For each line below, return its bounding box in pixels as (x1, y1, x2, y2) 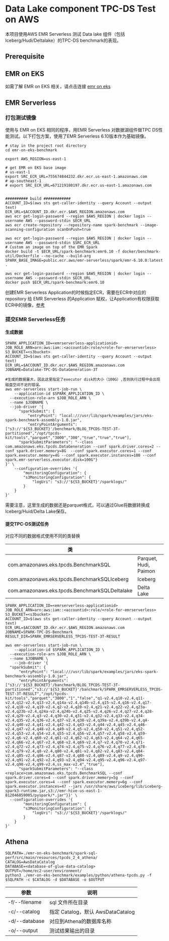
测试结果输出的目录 (49, 927, 95, 934)
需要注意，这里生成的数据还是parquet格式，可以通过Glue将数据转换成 (5, 502, 150, 508)
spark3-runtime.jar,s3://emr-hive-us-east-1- (5, 788, 102, 794)
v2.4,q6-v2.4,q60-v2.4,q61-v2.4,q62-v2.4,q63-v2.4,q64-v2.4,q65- (5, 735, 145, 741)
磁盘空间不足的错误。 (5, 382, 43, 387)
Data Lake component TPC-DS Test (5, 3, 156, 15)
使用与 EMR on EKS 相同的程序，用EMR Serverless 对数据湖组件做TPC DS (5, 127, 158, 133)
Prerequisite (5, 52, 45, 61)
